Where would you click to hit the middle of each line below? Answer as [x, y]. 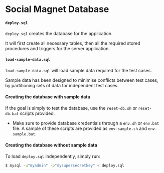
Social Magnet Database [57, 9]
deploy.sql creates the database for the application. [59, 34]
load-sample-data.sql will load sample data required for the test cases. [78, 70]
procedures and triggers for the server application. [58, 49]
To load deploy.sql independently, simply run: [53, 156]
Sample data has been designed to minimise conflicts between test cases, [82, 80]
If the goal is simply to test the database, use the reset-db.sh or [71, 108]
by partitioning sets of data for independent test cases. [62, 85]
